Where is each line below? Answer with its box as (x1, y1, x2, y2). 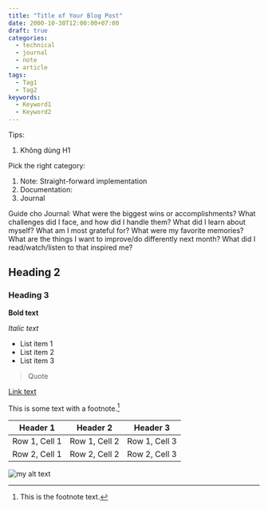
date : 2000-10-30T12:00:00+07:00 (8, 19, 120, 27)
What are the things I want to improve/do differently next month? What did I (8, 235, 256, 243)
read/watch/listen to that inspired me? (8, 243, 133, 252)
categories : (8, 34, 48, 42)
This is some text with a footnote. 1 (8, 402, 120, 413)
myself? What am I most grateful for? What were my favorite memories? (8, 226, 244, 235)
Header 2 (76, 422, 113, 433)
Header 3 (134, 422, 170, 433)
